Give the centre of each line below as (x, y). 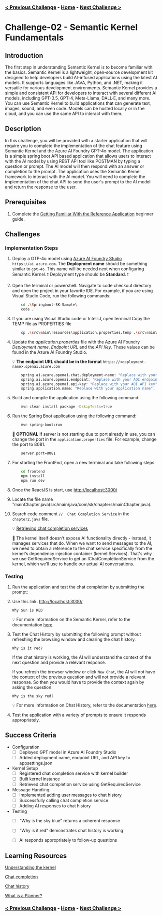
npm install (33, 476)
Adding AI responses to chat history (55, 806)
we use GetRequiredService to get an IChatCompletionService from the (83, 558)
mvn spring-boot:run (42, 425)
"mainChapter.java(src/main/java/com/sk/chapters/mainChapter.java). (82, 504)
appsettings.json (36, 763)
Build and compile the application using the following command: (76, 398)
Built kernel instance (40, 779)
